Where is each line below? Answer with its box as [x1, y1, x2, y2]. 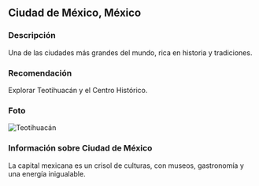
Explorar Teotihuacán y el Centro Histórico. [8, 85, 148, 95]
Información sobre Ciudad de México [8, 143, 153, 154]
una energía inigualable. [8, 169, 86, 178]
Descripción [8, 30, 57, 41]
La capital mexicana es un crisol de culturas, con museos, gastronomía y [8, 161, 244, 170]
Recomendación [8, 67, 72, 78]
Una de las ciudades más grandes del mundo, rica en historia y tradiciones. [8, 47, 253, 58]
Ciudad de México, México [8, 6, 142, 20]
